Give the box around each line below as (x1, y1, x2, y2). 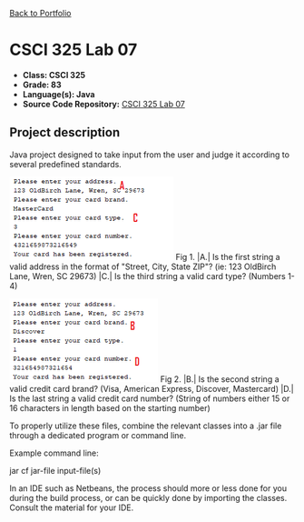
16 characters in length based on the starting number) (9, 402, 211, 413)
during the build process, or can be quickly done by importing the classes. (9, 492, 288, 503)
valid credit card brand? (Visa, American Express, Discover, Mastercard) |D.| (9, 383, 295, 394)
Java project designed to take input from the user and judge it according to (9, 149, 290, 160)
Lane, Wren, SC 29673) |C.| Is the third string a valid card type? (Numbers (9, 270, 286, 281)
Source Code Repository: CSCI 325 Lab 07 (22, 98, 186, 109)
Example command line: (9, 447, 100, 458)
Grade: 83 (22, 79, 62, 90)
